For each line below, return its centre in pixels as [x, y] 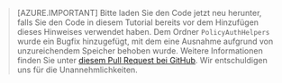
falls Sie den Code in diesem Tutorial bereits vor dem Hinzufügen [137, 22]
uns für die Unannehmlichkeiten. [77, 70]
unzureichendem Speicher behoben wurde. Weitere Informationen [140, 51]
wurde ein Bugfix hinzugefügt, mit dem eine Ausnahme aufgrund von [145, 41]
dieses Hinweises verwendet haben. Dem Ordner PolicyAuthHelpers [143, 32]
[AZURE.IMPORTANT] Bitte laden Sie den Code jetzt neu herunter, [139, 13]
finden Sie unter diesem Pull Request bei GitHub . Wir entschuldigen [142, 60]
